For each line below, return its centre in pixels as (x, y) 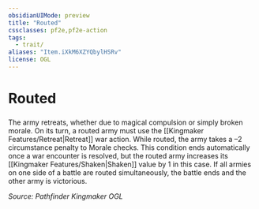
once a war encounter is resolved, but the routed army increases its (118, 155)
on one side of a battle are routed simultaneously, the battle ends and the (127, 172)
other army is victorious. (48, 181)
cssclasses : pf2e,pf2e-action (58, 30)
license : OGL (30, 60)
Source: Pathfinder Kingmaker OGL (66, 196)
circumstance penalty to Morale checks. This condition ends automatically (129, 147)
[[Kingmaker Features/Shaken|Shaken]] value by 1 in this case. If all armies (129, 164)
